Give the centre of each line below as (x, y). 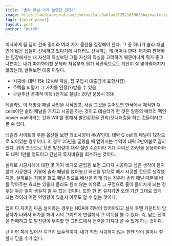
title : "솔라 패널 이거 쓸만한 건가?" (41, 10)
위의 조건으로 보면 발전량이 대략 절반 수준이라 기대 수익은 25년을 (80, 148)
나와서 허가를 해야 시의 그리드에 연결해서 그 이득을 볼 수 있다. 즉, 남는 (88, 215)
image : (12, 15)
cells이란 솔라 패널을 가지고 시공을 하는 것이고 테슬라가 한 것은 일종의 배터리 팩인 (86, 111)
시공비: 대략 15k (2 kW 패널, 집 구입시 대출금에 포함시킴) (69, 81)
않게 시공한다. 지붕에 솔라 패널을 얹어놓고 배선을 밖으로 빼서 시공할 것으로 (78, 172)
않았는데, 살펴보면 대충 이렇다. (35, 70)
